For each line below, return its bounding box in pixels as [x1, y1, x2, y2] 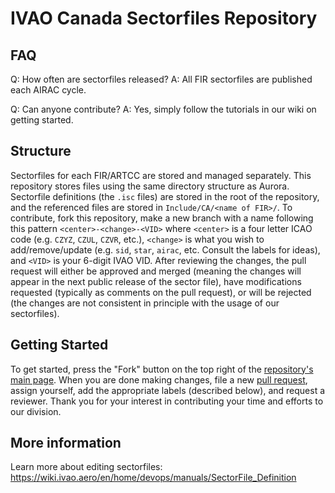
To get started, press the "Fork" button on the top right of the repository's [10, 363, 314, 375]
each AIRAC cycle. [10, 84, 87, 96]
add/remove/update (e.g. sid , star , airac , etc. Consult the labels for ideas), [10, 243, 321, 256]
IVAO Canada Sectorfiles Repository [10, 7, 318, 30]
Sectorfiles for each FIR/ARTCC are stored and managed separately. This [10, 169, 312, 181]
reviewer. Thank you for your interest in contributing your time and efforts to [10, 395, 324, 407]
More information [10, 435, 122, 452]
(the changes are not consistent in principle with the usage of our [10, 297, 280, 309]
